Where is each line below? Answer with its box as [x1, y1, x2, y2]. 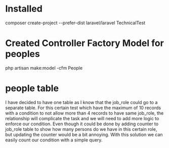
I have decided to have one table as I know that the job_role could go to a [5, 99, 158, 105]
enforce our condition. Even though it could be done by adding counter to [5, 121, 158, 127]
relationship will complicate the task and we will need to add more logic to [5, 115, 159, 121]
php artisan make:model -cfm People [5, 65, 82, 71]
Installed [5, 3, 43, 15]
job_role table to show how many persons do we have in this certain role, [5, 126, 157, 132]
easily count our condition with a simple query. [5, 137, 103, 143]
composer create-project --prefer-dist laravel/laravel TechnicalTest [5, 20, 146, 26]
